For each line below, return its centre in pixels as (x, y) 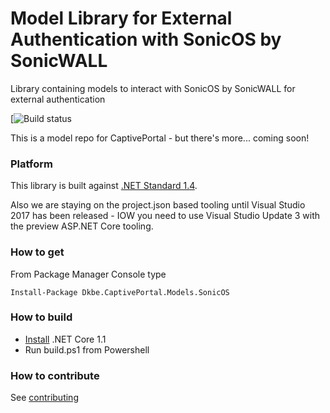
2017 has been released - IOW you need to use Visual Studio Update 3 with (165, 216)
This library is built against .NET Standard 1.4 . (104, 186)
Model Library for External (121, 18)
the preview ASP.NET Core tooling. (82, 226)
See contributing (44, 398)
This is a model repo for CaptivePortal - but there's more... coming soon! (160, 138)
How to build (41, 317)
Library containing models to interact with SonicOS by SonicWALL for (153, 88)
